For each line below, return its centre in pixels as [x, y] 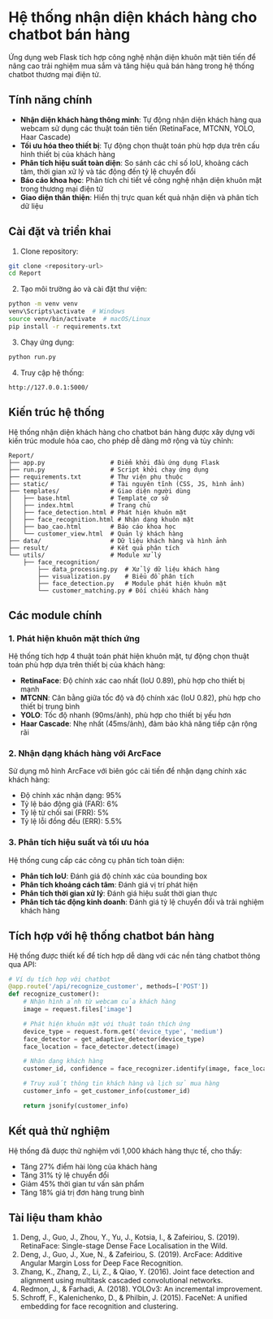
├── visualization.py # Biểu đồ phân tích [116, 576]
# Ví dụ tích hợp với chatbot [60, 979]
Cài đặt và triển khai [60, 232]
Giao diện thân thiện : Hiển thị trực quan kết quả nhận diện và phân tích [139, 197]
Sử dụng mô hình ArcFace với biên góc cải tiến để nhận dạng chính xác [128, 771]
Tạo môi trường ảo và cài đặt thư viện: [84, 289]
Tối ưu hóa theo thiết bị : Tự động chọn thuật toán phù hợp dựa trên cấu [140, 145]
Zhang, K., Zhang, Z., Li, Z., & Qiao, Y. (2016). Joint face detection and [137, 1272]
